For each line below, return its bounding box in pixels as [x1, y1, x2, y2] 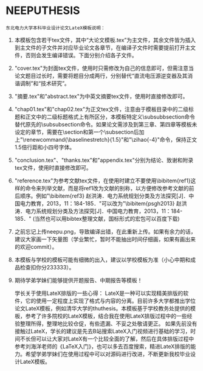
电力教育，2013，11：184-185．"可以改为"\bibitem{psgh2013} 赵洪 [19, 199, 187, 207]
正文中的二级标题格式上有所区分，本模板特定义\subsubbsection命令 [25, 113, 196, 120]
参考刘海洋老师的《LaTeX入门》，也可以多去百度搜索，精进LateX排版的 [14, 342, 191, 350]
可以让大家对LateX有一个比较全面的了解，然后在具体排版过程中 [35, 335, 194, 342]
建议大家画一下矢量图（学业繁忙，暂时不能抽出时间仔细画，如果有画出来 [14, 235, 196, 243]
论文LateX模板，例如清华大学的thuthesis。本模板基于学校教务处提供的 [14, 305, 191, 312]
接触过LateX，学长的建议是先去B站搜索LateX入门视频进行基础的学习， [14, 327, 191, 335]
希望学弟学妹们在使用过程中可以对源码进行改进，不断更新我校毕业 [25, 350, 191, 358]
